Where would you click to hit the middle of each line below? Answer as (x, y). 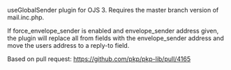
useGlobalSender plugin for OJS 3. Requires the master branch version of (113, 10)
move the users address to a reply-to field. (68, 45)
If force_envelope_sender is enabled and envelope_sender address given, (113, 31)
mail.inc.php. (26, 17)
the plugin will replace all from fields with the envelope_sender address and (116, 38)
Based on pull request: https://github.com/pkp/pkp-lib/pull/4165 (99, 59)
